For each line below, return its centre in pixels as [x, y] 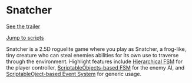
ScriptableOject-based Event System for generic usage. [74, 74]
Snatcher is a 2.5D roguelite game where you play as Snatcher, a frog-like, [96, 49]
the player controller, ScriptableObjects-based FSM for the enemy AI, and [95, 67]
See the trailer [23, 26]
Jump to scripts [25, 37]
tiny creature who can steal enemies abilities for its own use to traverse [92, 55]
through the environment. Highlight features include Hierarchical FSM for [95, 61]
